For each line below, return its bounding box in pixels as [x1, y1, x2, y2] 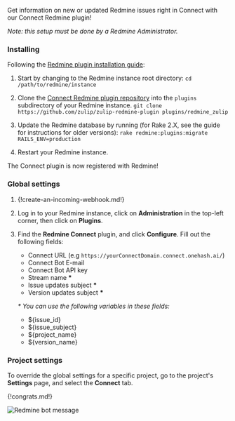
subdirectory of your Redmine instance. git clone [17, 101, 163, 109]
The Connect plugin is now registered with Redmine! [7, 161, 159, 171]
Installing [7, 44, 40, 54]
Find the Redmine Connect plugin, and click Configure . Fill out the [17, 229, 210, 238]
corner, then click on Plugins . [17, 216, 103, 225]
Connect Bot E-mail [27, 258, 85, 267]
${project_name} [27, 330, 77, 339]
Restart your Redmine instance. [17, 148, 109, 156]
